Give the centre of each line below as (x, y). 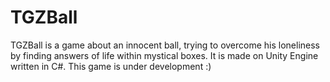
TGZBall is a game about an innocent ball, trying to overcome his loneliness (165, 45)
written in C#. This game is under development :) (111, 66)
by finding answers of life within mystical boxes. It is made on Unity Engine (164, 55)
